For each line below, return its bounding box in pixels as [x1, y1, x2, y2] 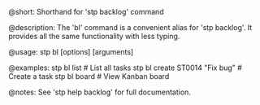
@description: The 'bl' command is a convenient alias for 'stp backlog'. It [8, 23, 253, 32]
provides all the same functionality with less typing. [8, 32, 180, 41]
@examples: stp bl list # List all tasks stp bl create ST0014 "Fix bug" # [8, 63, 242, 72]
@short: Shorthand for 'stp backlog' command [8, 7, 164, 16]
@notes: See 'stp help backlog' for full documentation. [8, 87, 191, 97]
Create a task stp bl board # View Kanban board [8, 72, 170, 81]
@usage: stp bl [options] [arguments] [8, 47, 134, 56]
